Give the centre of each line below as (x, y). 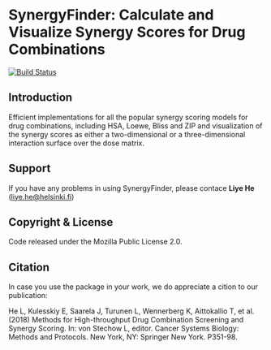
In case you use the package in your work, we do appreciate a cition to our (133, 287)
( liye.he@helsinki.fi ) (41, 197)
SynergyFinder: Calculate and (111, 15)
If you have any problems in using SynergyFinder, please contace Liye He (131, 188)
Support (30, 169)
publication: (28, 296)
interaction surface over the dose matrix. (76, 143)
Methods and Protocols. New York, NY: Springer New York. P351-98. (123, 337)
